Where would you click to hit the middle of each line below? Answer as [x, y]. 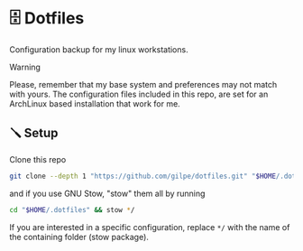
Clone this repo [38, 159]
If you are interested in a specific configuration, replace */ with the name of [150, 227]
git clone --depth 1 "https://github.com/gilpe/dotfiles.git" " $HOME [143, 176]
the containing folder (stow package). [79, 237]
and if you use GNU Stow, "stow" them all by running [107, 193]
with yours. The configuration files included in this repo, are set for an [139, 94]
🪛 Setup [34, 133]
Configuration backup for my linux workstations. [99, 49]
